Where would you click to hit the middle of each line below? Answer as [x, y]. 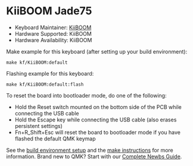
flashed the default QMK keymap [55, 139]
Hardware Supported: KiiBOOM [53, 33]
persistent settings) [38, 126]
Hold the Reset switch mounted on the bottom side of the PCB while [98, 107]
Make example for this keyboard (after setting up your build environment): [97, 51]
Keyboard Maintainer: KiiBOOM [53, 27]
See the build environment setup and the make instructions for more [90, 150]
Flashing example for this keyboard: [50, 73]
